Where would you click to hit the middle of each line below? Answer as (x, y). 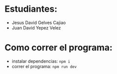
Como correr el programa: (58, 48)
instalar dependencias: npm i (41, 61)
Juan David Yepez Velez (36, 27)
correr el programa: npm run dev (44, 66)
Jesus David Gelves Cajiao (39, 23)
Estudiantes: (31, 9)
